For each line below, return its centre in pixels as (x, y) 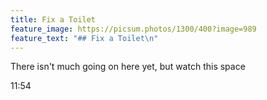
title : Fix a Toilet (53, 19)
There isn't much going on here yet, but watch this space (128, 67)
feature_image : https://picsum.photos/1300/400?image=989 (133, 29)
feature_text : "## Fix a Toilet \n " (84, 38)
